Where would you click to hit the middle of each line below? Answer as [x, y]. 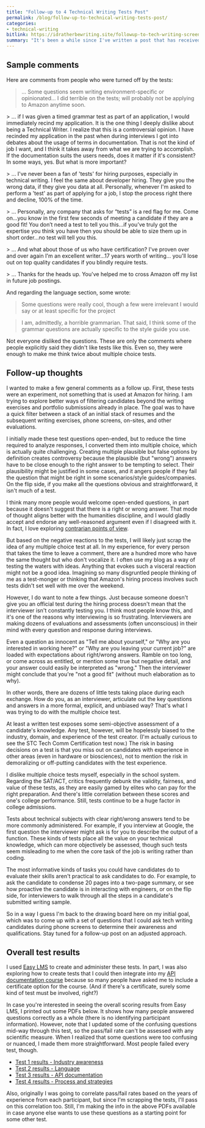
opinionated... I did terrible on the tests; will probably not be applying [108, 98]
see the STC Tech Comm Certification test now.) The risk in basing [90, 743]
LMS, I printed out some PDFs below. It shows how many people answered [100, 1011]
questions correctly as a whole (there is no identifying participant [88, 1018]
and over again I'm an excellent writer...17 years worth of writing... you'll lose [102, 256]
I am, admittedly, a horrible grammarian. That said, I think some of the [109, 322]
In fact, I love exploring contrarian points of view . [68, 528]
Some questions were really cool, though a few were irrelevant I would [110, 304]
